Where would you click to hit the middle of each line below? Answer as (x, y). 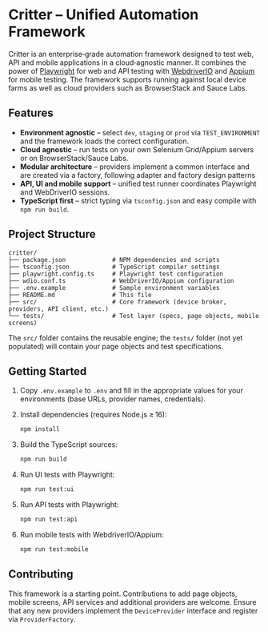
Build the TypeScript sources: (68, 445)
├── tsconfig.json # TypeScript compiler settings (114, 267)
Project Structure (52, 234)
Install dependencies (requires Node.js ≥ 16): (93, 415)
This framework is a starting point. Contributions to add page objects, (123, 594)
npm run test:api (49, 519)
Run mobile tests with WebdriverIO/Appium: (92, 534)
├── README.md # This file (80, 295)
